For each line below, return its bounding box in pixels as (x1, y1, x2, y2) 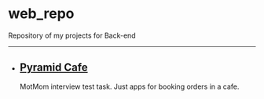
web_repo (8, 5, 75, 23)
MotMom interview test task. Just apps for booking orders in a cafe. (19, 82, 240, 91)
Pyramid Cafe (19, 60, 88, 75)
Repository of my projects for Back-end (8, 31, 136, 40)
